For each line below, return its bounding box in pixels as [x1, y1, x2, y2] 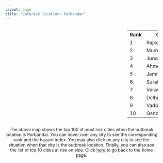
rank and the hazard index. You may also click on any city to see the [14, 136, 149, 143]
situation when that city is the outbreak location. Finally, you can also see [8, 142, 155, 148]
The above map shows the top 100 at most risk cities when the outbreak [9, 126, 154, 132]
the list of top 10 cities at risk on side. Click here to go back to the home [10, 147, 153, 153]
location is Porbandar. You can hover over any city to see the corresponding [5, 132, 158, 137]
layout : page [5, 7, 32, 12]
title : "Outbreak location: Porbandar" [5, 12, 86, 16]
